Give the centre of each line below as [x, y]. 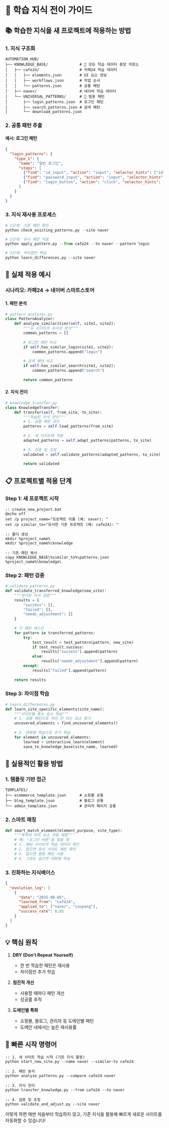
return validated [41, 464]
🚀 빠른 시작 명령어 [31, 1044]
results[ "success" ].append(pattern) [79, 652]
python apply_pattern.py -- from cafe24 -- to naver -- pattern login [77, 244]
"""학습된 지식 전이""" [45, 417]
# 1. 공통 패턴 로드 [42, 422]
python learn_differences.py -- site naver [50, 258]
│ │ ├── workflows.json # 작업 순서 [53, 80]
